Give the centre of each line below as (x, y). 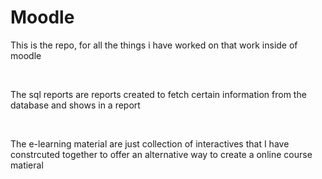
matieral (27, 165)
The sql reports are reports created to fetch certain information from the (158, 94)
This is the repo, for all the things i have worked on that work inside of (154, 45)
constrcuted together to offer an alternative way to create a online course (161, 154)
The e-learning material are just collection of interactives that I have (150, 143)
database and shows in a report (75, 105)
